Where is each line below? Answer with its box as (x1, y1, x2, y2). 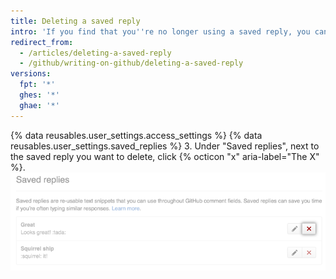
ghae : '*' (19, 100, 60, 110)
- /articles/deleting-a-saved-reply (19, 48, 172, 58)
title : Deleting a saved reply (10, 16, 141, 26)
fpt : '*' (19, 80, 56, 90)
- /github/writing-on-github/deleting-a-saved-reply (19, 58, 244, 69)
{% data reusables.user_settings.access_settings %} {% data (10, 129, 263, 141)
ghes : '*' (19, 90, 60, 100)
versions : (10, 69, 52, 79)
